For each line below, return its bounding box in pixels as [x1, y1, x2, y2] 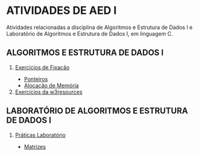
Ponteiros [24, 75, 48, 82]
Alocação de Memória [24, 82, 80, 89]
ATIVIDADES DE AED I [6, 4, 117, 18]
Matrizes [24, 143, 46, 150]
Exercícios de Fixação [14, 63, 70, 71]
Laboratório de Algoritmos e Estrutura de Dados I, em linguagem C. [6, 30, 173, 37]
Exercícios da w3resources [14, 88, 83, 96]
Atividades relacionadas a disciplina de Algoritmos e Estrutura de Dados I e [6, 24, 193, 31]
